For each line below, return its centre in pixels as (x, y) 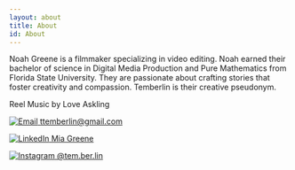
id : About (28, 34)
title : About (33, 26)
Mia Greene (72, 139)
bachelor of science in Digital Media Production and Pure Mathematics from (148, 68)
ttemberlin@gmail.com (81, 121)
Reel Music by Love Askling (60, 104)
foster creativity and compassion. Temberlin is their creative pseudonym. (143, 87)
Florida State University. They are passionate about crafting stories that (140, 78)
